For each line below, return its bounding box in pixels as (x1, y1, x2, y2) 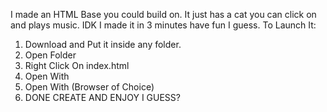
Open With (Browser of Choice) (24, 81, 155, 93)
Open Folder (24, 49, 77, 61)
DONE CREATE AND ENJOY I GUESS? (24, 92, 181, 103)
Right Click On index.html (24, 60, 130, 71)
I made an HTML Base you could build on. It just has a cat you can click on (10, 9, 317, 20)
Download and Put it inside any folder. (24, 39, 182, 50)
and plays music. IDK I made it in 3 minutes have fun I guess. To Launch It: (10, 19, 317, 31)
